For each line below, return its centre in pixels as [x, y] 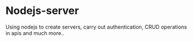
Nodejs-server [42, 11]
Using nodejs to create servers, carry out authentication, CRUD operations [96, 27]
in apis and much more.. [35, 33]
